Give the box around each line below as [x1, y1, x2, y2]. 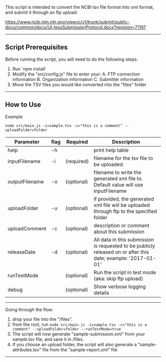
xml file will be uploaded [93, 201, 150, 208]
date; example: [93, 254, 128, 261]
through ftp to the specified [93, 207, 157, 214]
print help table [93, 147, 129, 154]
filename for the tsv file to [93, 155, 153, 161]
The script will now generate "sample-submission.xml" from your [12, 331, 145, 337]
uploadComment [7, 225, 46, 232]
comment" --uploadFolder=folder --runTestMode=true [12, 326, 121, 331]
